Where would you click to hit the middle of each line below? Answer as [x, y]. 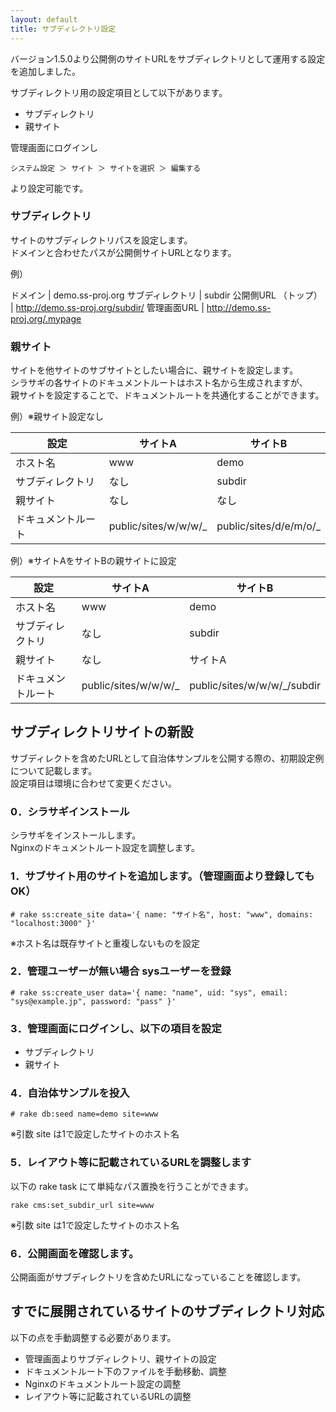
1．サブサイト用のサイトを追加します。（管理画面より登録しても [162, 876]
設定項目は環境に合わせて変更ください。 [93, 783]
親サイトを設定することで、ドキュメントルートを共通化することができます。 [167, 395]
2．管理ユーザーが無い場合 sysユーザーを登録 [121, 971]
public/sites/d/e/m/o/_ [268, 526]
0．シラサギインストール [70, 811]
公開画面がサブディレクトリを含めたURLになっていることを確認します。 [158, 1277]
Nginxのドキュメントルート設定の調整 [103, 1383]
